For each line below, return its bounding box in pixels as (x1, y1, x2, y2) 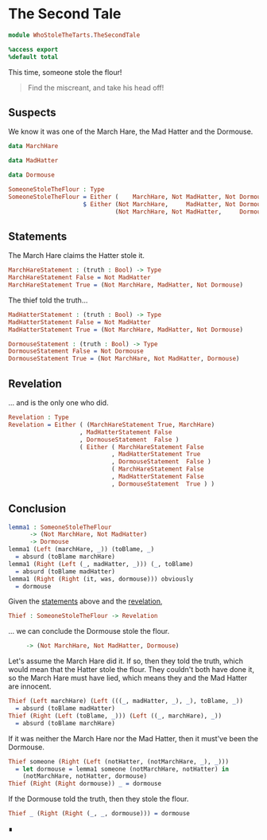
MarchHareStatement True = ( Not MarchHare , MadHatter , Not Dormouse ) (8, 281, 244, 289)
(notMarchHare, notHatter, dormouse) (22, 772, 148, 780)
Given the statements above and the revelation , (8, 596, 163, 606)
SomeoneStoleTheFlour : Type (8, 186, 105, 193)
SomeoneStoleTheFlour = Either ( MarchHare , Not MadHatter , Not (8, 193, 237, 201)
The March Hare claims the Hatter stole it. (8, 251, 145, 260)
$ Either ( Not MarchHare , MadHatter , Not (83, 200, 237, 208)
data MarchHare (8, 143, 59, 150)
